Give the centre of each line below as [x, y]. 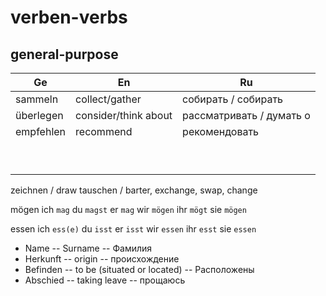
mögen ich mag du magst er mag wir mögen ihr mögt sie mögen [128, 209]
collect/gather [108, 99]
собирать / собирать [233, 99]
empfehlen [41, 131]
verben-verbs [69, 17]
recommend [104, 131]
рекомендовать [221, 131]
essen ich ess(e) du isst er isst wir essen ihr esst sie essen [133, 229]
